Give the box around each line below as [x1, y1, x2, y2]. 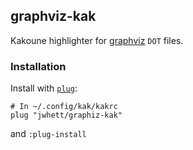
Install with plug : [10, 82, 78, 94]
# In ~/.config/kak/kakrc [10, 102, 118, 112]
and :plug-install [10, 128, 87, 140]
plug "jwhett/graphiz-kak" [10, 110, 123, 121]
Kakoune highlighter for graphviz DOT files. [10, 34, 184, 46]
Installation [10, 59, 67, 73]
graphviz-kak [10, 8, 97, 25]
